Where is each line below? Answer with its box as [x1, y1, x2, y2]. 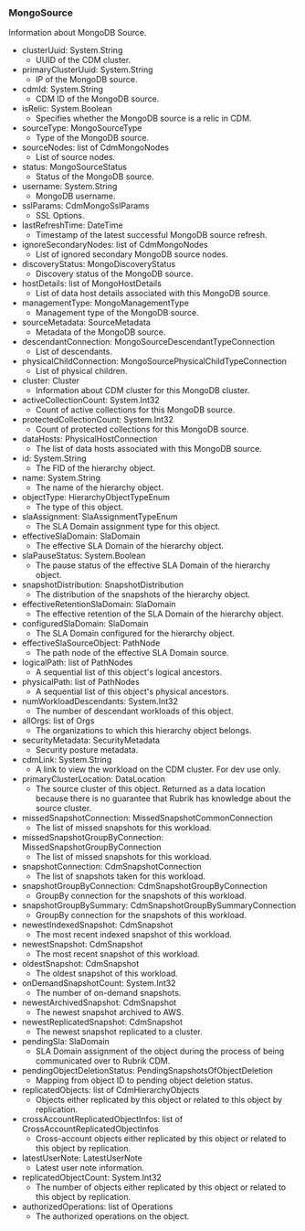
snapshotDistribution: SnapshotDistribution [21, 579, 184, 591]
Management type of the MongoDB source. [35, 307, 199, 318]
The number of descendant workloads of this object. [35, 706, 234, 717]
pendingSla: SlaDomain [21, 1036, 110, 1047]
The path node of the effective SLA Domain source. [35, 648, 229, 658]
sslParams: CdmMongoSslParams [21, 200, 150, 211]
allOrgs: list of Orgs [21, 715, 95, 726]
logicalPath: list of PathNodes [21, 657, 133, 669]
